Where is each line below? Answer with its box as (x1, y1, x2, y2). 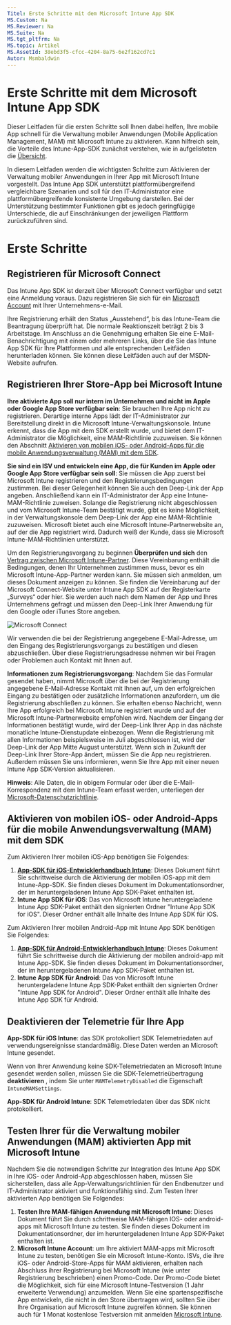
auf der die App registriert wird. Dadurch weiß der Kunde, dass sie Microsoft (7, 528, 224, 536)
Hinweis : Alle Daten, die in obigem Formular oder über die (7, 778, 172, 786)
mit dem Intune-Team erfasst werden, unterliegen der (52, 785, 205, 794)
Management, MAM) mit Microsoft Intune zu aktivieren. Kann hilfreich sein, (7, 137, 220, 145)
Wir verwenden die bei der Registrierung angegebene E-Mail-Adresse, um (7, 633, 219, 642)
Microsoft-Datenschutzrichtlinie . (7, 792, 99, 801)
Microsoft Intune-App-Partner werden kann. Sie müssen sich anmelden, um (7, 571, 222, 579)
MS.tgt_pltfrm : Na (7, 36, 60, 43)
